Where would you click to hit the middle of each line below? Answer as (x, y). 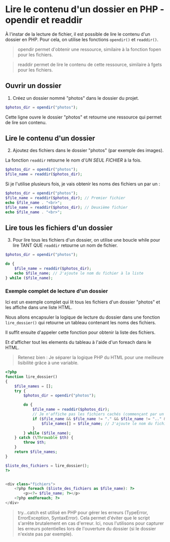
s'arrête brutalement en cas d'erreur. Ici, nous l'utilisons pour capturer (91, 523)
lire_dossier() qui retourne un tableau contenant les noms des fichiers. (81, 323)
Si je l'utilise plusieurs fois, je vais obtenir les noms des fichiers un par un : (83, 184)
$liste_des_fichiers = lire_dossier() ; (47, 466)
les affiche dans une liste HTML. (39, 307)
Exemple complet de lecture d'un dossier (57, 291)
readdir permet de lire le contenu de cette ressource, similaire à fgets (90, 64)
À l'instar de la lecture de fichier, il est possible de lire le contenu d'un (78, 34)
